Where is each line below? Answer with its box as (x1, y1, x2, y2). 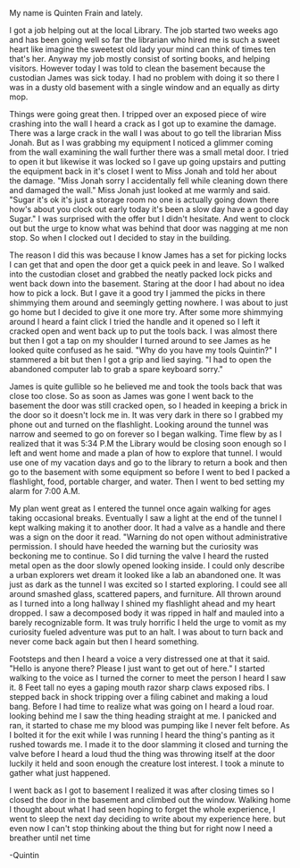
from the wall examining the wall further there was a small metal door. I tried (9, 147, 289, 157)
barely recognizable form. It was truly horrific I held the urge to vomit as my (9, 617, 287, 627)
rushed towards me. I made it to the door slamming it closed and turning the (9, 739, 288, 750)
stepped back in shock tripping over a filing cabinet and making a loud (9, 692, 269, 702)
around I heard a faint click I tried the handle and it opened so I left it (9, 317, 261, 327)
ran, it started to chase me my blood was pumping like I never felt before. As (9, 720, 290, 730)
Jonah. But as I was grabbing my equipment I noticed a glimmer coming (9, 138, 274, 148)
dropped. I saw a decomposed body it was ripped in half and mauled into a (9, 608, 285, 618)
